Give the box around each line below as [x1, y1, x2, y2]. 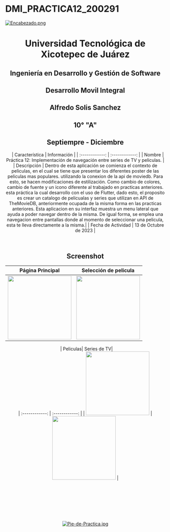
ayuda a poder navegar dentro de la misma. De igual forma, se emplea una [7, 211, 163, 217]
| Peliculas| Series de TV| [60, 346, 113, 352]
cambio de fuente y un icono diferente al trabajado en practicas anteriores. [7, 184, 164, 190]
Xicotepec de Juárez [41, 49, 130, 60]
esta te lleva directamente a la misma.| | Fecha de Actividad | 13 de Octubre [6, 222, 164, 228]
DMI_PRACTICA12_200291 [5, 3, 119, 15]
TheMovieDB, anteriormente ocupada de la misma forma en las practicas [9, 200, 162, 206]
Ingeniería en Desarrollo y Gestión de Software [10, 69, 161, 77]
